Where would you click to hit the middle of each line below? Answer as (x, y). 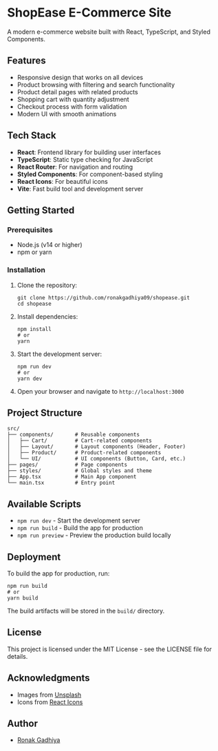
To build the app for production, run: (58, 573)
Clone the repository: (47, 285)
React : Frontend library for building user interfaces (89, 152)
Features (26, 61)
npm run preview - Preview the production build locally (94, 536)
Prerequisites (30, 230)
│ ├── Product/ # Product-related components (84, 453)
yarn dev (30, 379)
